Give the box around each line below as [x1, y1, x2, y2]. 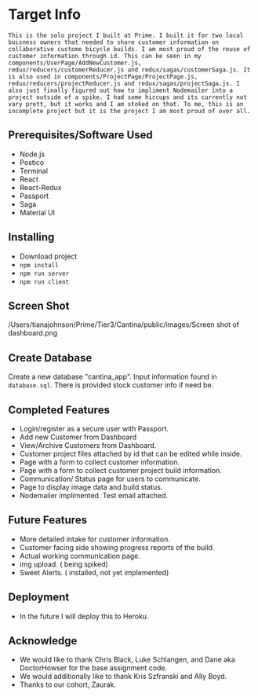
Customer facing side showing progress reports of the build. [19, 542, 215, 552]
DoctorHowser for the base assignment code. [19, 663, 168, 673]
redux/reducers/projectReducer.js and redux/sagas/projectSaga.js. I [8, 79, 241, 87]
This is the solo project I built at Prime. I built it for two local [8, 31, 244, 39]
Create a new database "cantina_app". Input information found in [8, 372, 217, 382]
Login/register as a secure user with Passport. [19, 424, 169, 433]
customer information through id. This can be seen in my [8, 52, 202, 60]
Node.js [19, 149, 45, 159]
